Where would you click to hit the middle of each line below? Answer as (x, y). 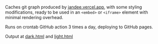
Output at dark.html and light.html (39, 36)
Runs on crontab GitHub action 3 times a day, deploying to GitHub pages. (79, 27)
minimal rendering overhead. (34, 17)
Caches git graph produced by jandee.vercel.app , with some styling (74, 7)
